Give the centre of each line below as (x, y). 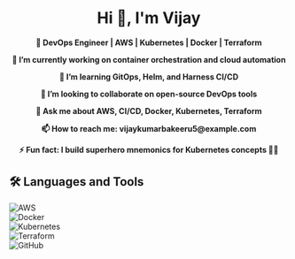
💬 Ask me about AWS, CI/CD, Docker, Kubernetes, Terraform (149, 110)
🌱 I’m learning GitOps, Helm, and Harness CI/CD (149, 76)
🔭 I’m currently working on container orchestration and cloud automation (149, 59)
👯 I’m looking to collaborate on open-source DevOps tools (149, 94)
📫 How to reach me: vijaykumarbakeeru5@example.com (149, 128)
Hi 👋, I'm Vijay (149, 18)
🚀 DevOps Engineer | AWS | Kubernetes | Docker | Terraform (149, 42)
